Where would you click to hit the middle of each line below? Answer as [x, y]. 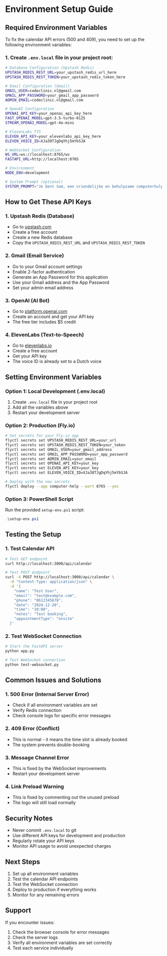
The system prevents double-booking [51, 745]
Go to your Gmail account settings [47, 266]
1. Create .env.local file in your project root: [59, 57]
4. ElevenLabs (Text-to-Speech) [45, 335]
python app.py [20, 651]
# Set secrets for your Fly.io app [42, 436]
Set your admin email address [43, 287]
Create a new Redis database [42, 238]
